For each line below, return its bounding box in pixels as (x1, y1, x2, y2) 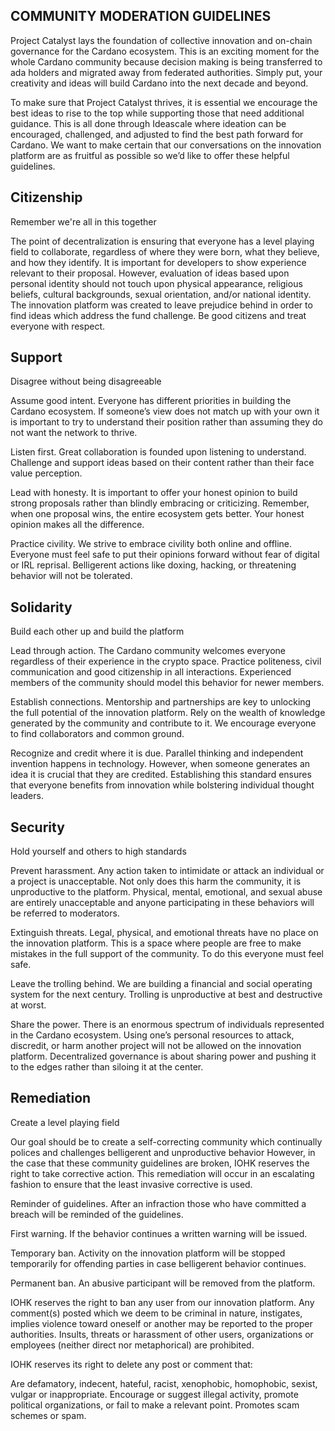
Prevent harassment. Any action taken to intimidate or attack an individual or (10, 865, 325, 877)
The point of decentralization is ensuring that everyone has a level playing (10, 235, 315, 247)
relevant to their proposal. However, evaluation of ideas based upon (10, 267, 290, 279)
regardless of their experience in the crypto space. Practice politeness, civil (10, 655, 322, 668)
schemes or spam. (10, 1409, 87, 1421)
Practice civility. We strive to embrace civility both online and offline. (10, 538, 293, 550)
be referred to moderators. (10, 907, 120, 919)
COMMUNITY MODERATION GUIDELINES (10, 8, 272, 25)
